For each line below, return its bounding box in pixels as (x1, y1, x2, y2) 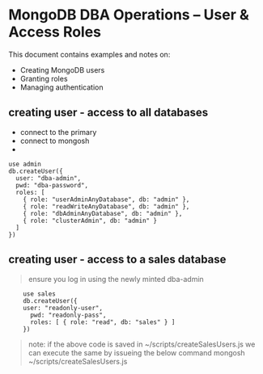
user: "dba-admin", (15, 174, 82, 183)
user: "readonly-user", (23, 304, 104, 312)
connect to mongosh (19, 136, 90, 145)
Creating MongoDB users (19, 65, 105, 74)
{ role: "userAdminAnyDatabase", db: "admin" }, (23, 195, 190, 204)
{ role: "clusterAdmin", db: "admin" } (23, 216, 158, 225)
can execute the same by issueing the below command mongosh (28, 347, 245, 357)
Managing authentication (19, 82, 104, 92)
